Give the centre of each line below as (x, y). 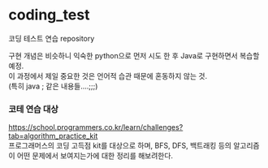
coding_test (49, 15)
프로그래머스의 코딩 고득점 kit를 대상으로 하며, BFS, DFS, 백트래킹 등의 (120, 146)
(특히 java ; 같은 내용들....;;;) (53, 86)
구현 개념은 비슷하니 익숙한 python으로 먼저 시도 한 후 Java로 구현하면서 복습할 (134, 55)
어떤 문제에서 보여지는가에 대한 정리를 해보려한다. (95, 156)
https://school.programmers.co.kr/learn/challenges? (96, 127)
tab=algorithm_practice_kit (53, 136)
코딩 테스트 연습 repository (52, 38)
